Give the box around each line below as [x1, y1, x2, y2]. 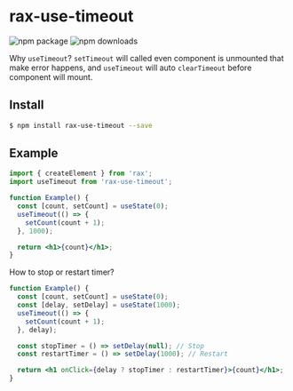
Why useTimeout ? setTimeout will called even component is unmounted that [9, 52, 284, 63]
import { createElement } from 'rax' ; [9, 169, 153, 179]
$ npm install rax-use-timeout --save [9, 121, 153, 130]
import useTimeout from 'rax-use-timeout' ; [9, 178, 173, 187]
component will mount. [9, 71, 93, 82]
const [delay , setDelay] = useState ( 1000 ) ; [17, 300, 180, 310]
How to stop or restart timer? [9, 267, 115, 277]
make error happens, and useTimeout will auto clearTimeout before [9, 62, 252, 73]
